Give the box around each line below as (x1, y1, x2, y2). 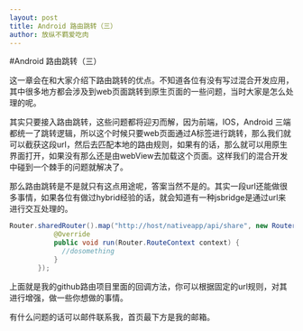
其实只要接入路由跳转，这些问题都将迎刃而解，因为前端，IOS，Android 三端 (9, 116, 291, 127)
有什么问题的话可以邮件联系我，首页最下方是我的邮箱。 (9, 311, 215, 322)
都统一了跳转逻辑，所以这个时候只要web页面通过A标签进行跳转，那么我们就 (9, 128, 291, 139)
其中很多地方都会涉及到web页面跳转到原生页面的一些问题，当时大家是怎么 (9, 87, 286, 97)
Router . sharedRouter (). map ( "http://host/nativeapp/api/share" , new (9, 222, 269, 231)
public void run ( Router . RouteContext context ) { (53, 238, 241, 248)
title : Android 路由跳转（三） (9, 22, 117, 31)
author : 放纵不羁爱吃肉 (9, 30, 89, 39)
